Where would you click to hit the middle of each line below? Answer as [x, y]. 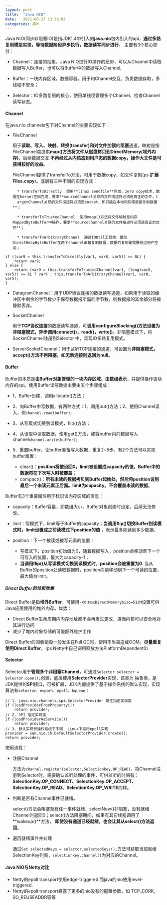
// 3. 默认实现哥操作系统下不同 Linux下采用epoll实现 [57, 729]
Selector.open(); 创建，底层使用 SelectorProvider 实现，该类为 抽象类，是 [81, 677]
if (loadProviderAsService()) [37, 719]
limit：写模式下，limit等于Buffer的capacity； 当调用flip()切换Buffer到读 [85, 523]
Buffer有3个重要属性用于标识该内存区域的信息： [54, 496]
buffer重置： [25, 456]
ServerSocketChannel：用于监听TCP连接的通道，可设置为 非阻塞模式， [85, 349]
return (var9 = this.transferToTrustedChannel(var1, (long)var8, [83, 270]
